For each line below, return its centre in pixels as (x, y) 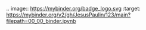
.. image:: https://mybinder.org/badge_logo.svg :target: (74, 9)
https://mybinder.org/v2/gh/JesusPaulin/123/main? (69, 15)
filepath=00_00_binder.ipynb (41, 21)
